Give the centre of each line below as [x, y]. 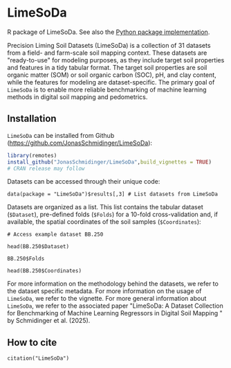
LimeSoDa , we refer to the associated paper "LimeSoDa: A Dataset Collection [115, 306]
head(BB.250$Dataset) [38, 247]
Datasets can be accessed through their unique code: [84, 182]
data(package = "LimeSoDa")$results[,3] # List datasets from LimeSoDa [112, 194]
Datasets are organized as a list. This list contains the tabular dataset [105, 207]
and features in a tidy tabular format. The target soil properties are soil [107, 67]
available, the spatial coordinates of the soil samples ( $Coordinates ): [104, 222]
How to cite [32, 342]
